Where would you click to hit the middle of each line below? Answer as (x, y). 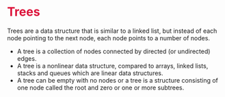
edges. (27, 58)
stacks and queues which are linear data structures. (90, 73)
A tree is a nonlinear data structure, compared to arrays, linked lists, (112, 66)
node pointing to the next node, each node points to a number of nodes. (109, 38)
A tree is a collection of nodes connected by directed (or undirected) (114, 51)
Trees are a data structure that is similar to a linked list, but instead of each (112, 31)
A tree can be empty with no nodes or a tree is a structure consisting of (118, 80)
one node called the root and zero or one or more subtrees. (101, 87)
